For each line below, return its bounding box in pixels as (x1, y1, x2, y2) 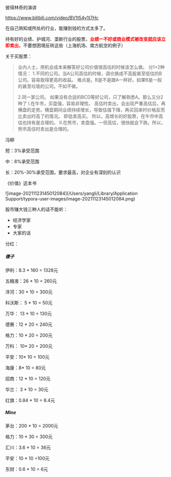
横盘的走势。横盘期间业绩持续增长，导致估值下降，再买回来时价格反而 (17, 107, 165, 113)
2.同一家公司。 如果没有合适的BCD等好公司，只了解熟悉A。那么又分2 (17, 94, 163, 100)
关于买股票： (5, 53, 32, 59)
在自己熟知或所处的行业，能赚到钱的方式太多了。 (5, 25, 108, 31)
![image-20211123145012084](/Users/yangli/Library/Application (5, 190, 138, 196)
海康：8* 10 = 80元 (5, 364, 46, 371)
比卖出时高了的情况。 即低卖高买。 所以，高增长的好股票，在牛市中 (17, 113, 159, 119)
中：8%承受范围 (5, 159, 40, 164)
